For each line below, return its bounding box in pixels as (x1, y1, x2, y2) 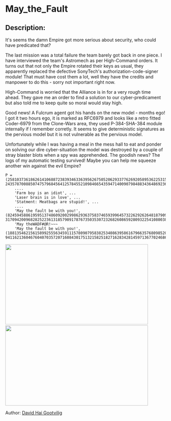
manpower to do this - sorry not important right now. (5, 79, 116, 85)
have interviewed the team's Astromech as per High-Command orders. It (5, 58, 158, 64)
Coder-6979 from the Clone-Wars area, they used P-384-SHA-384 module (5, 121, 163, 126)
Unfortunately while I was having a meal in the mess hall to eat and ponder (5, 141, 162, 147)
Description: (5, 23, 46, 32)
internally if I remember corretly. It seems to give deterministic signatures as (5, 126, 165, 132)
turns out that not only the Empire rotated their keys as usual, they (5, 63, 144, 69)
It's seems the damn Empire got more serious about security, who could (5, 37, 156, 43)
